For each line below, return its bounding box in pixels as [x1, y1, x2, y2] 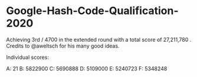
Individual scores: [6, 53, 49, 61]
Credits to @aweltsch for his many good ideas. [6, 42, 120, 49]
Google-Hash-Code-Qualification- [6, 4, 179, 18]
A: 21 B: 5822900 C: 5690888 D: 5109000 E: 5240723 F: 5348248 [6, 65, 168, 72]
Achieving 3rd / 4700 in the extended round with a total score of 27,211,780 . [6, 36, 192, 43]
